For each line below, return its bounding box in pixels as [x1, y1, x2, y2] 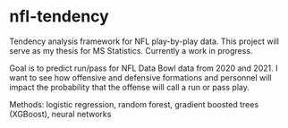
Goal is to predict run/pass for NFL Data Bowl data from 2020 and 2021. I [9, 63, 278, 73]
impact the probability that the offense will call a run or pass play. [9, 81, 250, 92]
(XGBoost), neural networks [9, 108, 112, 119]
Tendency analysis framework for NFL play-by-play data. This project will [9, 36, 280, 47]
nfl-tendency [9, 6, 109, 27]
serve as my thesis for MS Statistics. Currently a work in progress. [9, 45, 253, 55]
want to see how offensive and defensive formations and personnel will [9, 72, 272, 82]
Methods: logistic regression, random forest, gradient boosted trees [9, 98, 259, 109]
